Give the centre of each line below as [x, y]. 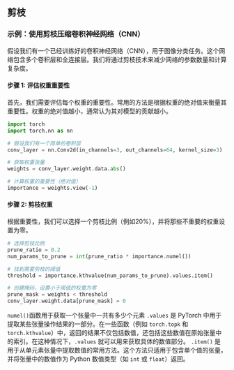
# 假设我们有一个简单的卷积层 [44, 143]
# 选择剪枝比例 [26, 244]
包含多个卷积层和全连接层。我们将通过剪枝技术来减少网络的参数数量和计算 [120, 59]
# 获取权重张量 [26, 163]
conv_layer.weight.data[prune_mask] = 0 [67, 301]
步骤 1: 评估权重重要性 [39, 85]
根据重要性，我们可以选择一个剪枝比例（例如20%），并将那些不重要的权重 [113, 221]
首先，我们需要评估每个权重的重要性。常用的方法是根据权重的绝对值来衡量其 [117, 102]
